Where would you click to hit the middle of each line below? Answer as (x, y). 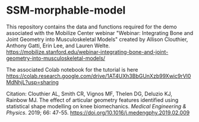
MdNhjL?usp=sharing (33, 82)
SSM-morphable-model (66, 10)
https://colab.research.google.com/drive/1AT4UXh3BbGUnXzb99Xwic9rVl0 (99, 76)
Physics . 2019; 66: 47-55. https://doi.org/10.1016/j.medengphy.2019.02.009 (98, 113)
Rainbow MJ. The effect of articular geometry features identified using (92, 100)
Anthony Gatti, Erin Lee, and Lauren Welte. (58, 46)
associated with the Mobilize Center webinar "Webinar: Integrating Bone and (100, 33)
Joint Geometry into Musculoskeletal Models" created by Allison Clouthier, (97, 39)
